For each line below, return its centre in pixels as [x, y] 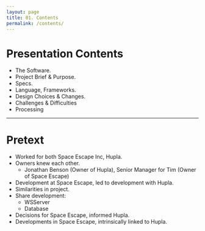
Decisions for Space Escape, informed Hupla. [72, 215]
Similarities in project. [42, 189]
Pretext [25, 140]
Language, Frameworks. [45, 90]
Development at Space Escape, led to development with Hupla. [94, 183]
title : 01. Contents [33, 18]
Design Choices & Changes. [50, 97]
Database [36, 209]
